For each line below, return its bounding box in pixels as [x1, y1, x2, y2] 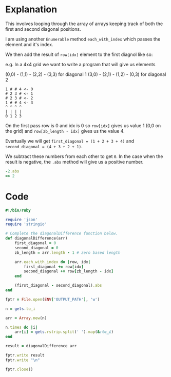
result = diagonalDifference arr [5, 344, 77, 349]
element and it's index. [5, 41, 53, 47]
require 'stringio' [5, 222, 47, 227]
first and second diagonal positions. [5, 26, 81, 32]
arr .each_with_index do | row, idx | [14, 259, 91, 265]
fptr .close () [5, 367, 33, 372]
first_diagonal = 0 [14, 241, 56, 246]
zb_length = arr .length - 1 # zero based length [14, 250, 121, 255]
